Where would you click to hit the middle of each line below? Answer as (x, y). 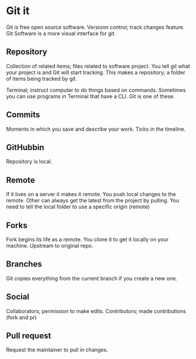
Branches (24, 264)
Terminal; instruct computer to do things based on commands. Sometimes (96, 90)
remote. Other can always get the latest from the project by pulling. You (93, 201)
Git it (18, 11)
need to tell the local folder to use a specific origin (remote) (78, 207)
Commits (23, 115)
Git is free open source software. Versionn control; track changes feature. (95, 27)
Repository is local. (29, 162)
